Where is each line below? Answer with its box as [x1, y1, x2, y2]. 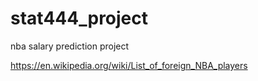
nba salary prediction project [10, 40, 130, 52]
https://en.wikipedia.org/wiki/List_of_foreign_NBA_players [10, 59, 248, 71]
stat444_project [10, 7, 149, 30]
